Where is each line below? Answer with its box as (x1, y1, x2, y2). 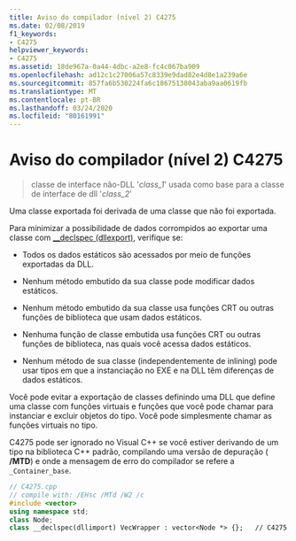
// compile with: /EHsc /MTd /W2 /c (9, 491, 144, 499)
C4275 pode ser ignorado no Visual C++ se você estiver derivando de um (9, 437, 279, 448)
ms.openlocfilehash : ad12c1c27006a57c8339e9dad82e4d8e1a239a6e (9, 71, 248, 80)
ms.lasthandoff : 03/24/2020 (9, 104, 113, 112)
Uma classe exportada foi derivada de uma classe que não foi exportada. (9, 205, 277, 217)
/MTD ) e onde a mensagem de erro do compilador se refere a (9, 456, 235, 467)
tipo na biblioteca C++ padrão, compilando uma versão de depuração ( (9, 446, 269, 457)
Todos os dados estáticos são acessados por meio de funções (21, 250, 251, 260)
